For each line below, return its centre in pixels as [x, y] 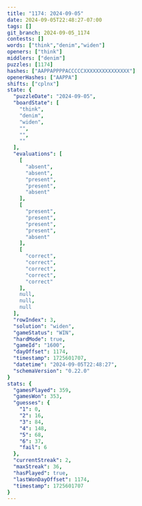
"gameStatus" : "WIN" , [44, 333]
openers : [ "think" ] [35, 52]
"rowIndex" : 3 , [35, 320]
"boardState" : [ [36, 103]
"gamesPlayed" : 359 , [42, 390]
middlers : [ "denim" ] [37, 58]
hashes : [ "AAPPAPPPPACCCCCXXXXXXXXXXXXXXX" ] [71, 71]
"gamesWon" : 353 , [38, 396]
